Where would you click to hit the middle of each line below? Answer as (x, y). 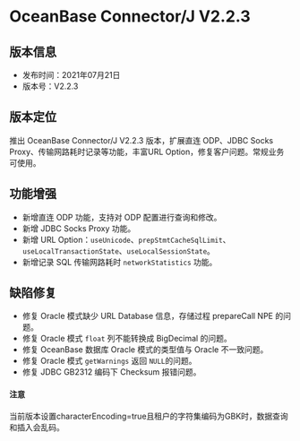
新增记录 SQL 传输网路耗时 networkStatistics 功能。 (120, 262)
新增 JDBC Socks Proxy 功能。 (79, 228)
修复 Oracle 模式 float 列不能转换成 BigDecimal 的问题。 (127, 339)
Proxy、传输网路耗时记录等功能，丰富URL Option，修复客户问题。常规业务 (147, 151)
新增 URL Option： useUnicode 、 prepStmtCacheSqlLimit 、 (126, 239)
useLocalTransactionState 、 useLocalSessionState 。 (118, 251)
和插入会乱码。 (37, 427)
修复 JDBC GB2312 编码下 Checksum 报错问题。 (111, 372)
